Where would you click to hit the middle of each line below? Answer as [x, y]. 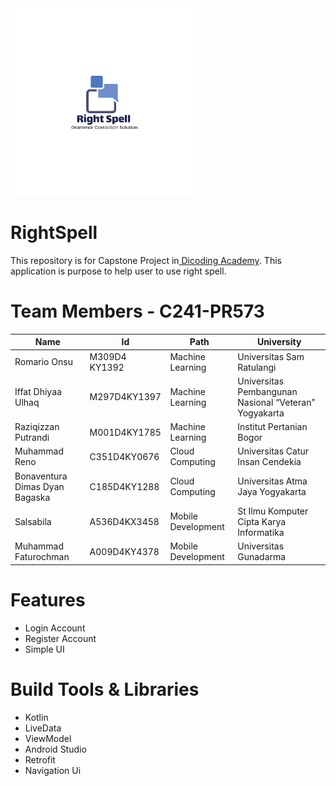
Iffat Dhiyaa [38, 391]
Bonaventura [41, 476]
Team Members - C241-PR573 [137, 311]
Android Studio [55, 749]
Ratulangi [257, 367]
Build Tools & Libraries [105, 689]
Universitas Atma [272, 481]
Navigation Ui [53, 770]
